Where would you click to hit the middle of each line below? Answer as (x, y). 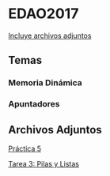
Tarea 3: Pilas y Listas (44, 163)
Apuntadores (34, 104)
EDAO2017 (44, 14)
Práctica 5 (25, 148)
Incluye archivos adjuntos (50, 36)
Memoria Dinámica (46, 83)
